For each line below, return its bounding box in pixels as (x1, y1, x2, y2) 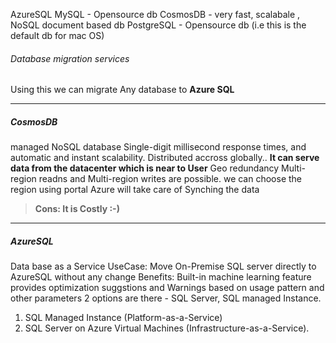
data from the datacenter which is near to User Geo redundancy (10, 162, 280, 174)
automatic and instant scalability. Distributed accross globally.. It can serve (10, 152, 320, 164)
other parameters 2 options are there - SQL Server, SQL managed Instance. (10, 292, 322, 304)
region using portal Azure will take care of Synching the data (10, 184, 260, 196)
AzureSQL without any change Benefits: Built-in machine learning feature (10, 271, 312, 283)
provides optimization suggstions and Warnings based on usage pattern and (10, 282, 325, 294)
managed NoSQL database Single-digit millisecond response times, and (10, 141, 307, 153)
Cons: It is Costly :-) (34, 203, 120, 215)
